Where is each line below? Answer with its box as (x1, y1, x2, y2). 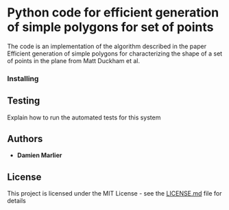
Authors (7, 133, 43, 145)
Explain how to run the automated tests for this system (7, 113, 161, 121)
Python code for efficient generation (7, 5, 219, 21)
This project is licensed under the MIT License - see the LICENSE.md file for (7, 189, 222, 198)
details (7, 197, 26, 205)
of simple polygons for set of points (7, 19, 214, 35)
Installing (7, 73, 39, 83)
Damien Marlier (16, 151, 62, 159)
